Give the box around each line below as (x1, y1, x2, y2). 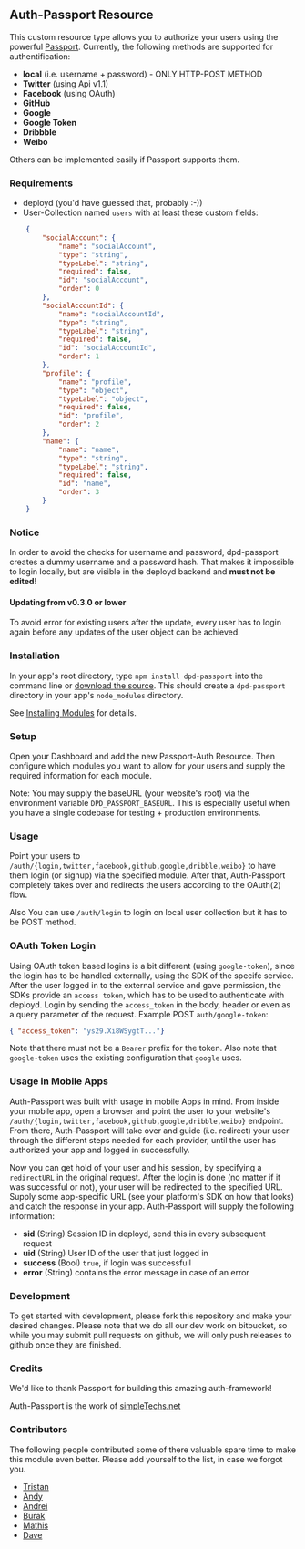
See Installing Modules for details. (9, 707, 137, 718)
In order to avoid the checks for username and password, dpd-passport (9, 547, 279, 558)
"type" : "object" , (57, 386, 128, 395)
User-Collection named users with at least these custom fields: (22, 207, 259, 218)
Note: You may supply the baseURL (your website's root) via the (9, 788, 250, 799)
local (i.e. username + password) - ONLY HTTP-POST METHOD (22, 68, 263, 79)
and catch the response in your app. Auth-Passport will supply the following (9, 1201, 294, 1212)
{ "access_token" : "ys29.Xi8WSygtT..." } (9, 1026, 166, 1036)
